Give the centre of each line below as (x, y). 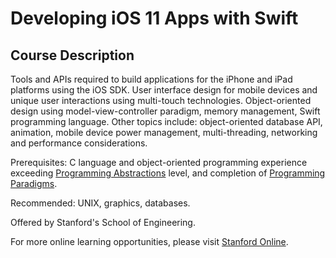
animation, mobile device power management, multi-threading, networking (164, 132)
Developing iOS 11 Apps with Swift (154, 18)
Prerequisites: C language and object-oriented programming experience (159, 162)
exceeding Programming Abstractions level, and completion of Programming (168, 173)
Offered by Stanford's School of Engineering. (103, 222)
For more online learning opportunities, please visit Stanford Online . (149, 241)
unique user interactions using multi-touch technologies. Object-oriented (161, 100)
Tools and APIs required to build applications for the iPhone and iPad (151, 79)
